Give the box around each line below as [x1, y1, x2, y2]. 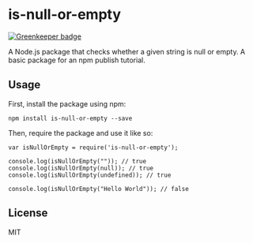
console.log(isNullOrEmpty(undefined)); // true [8, 171, 172, 179]
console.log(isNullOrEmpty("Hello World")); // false [8, 185, 190, 193]
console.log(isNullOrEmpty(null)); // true [8, 164, 154, 172]
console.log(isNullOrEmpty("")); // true [8, 157, 147, 165]
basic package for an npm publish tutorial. [8, 55, 146, 65]
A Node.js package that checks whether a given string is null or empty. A [8, 47, 246, 56]
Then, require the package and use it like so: [8, 128, 153, 137]
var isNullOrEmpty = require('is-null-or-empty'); [8, 144, 179, 151]
